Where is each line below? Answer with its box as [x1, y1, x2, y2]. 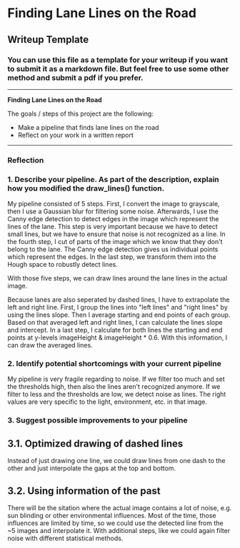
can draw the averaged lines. [7, 341, 93, 350]
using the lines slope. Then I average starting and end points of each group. [7, 310, 231, 319]
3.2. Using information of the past [7, 484, 161, 497]
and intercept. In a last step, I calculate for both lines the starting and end [7, 326, 223, 335]
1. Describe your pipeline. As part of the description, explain [7, 174, 219, 184]
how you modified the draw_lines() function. [7, 183, 165, 193]
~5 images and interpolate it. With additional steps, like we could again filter [7, 526, 231, 534]
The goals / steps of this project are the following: [7, 109, 154, 118]
